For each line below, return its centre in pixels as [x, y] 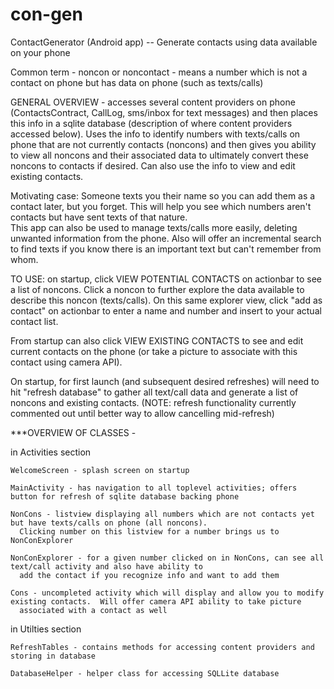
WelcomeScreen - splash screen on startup [100, 470]
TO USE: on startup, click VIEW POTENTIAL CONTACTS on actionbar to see [166, 279]
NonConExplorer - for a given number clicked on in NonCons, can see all [167, 558]
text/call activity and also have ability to [106, 566]
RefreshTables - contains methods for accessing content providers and [162, 647]
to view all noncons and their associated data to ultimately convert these [159, 155]
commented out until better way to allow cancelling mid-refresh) [142, 413]
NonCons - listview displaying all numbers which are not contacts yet [162, 514]
